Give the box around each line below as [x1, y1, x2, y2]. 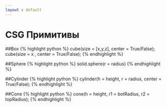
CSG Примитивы [5, 29, 79, 40]
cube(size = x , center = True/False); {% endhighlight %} [5, 51, 123, 57]
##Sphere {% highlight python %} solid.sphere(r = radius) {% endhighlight [5, 61, 161, 67]
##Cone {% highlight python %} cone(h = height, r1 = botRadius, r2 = [5, 91, 150, 97]
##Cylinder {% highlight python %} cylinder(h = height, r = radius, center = [5, 76, 162, 82]
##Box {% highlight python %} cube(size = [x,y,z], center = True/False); [5, 46, 155, 52]
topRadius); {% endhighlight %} [5, 96, 72, 102]
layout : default [5, 7, 42, 13]
